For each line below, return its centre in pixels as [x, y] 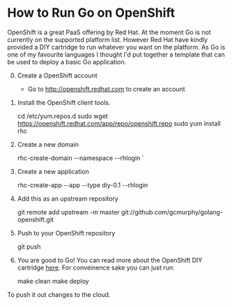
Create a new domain [48, 144]
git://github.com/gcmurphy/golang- [172, 212]
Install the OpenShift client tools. [64, 102]
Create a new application [53, 171]
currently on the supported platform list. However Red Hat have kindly [107, 39]
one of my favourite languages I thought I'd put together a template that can [116, 54]
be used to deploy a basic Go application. [67, 61]
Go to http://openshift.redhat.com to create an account [107, 89]
